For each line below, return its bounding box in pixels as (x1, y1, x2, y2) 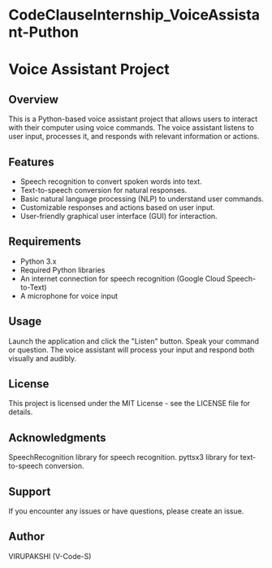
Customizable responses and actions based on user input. (19, 203, 215, 212)
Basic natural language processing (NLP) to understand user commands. (19, 194, 264, 203)
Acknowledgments (8, 430, 107, 444)
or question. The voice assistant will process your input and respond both (8, 344, 254, 355)
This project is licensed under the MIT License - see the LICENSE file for (8, 399, 250, 409)
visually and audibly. (8, 353, 77, 363)
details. (8, 407, 33, 417)
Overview (8, 92, 59, 107)
